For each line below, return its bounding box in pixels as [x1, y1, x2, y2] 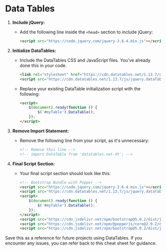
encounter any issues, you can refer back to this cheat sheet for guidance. [5, 240, 157, 246]
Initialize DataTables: [12, 48, 56, 54]
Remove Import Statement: [12, 127, 69, 134]
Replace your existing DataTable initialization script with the [19, 85, 141, 92]
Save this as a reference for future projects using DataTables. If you [5, 235, 142, 241]
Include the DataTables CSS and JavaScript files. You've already [19, 57, 151, 63]
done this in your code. [19, 63, 67, 68]
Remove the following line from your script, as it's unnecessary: [19, 137, 149, 143]
